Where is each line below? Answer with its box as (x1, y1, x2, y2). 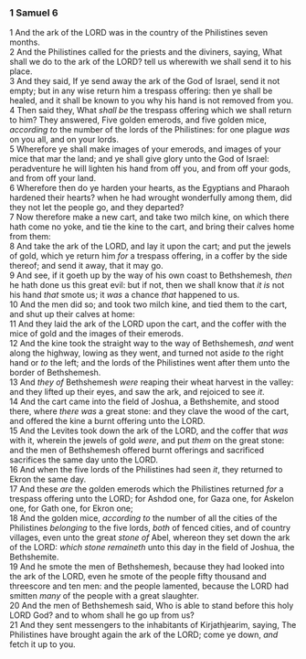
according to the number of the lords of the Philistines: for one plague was (9, 124, 290, 135)
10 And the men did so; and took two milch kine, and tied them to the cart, (9, 299, 288, 310)
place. (9, 66, 34, 77)
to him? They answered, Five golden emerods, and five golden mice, (9, 114, 268, 125)
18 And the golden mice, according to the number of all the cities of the (9, 513, 278, 524)
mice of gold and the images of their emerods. (9, 328, 185, 339)
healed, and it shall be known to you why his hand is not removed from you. (9, 95, 294, 106)
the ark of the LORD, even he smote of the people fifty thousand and (9, 571, 267, 582)
